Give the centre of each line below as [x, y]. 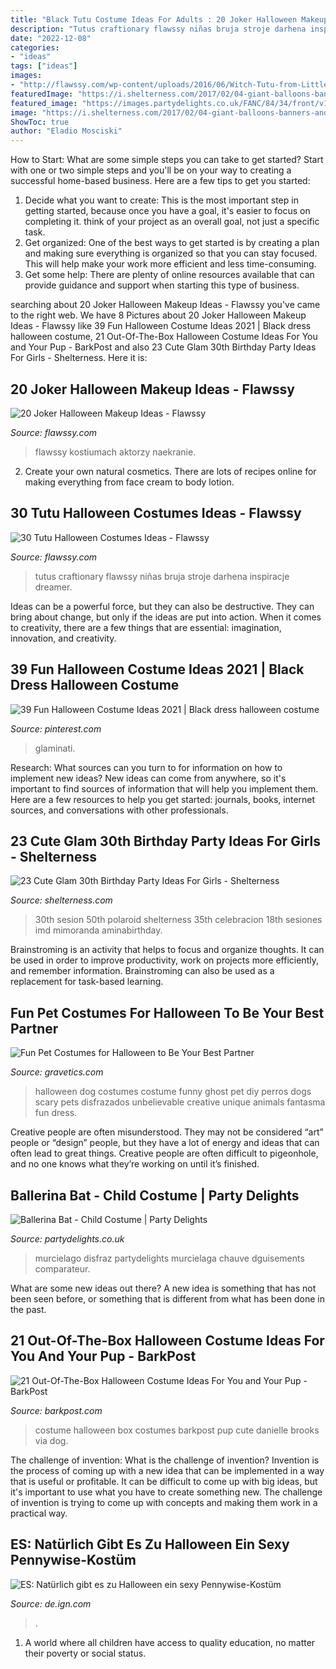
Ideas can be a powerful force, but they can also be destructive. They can [162, 606]
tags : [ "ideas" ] [44, 66]
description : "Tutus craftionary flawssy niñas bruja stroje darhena [158, 29]
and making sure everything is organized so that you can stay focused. [171, 253]
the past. [28, 1309]
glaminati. [55, 748]
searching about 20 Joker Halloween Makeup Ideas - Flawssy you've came [165, 305]
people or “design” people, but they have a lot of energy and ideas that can [165, 1143]
